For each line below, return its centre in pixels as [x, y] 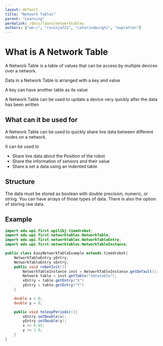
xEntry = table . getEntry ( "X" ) [53, 281]
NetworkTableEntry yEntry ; [41, 258]
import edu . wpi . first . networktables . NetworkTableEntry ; [63, 240]
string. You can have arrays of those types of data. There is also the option [81, 198]
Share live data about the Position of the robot [58, 156]
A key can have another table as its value [47, 90]
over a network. [21, 71]
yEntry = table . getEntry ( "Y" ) [53, 285]
